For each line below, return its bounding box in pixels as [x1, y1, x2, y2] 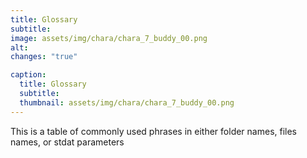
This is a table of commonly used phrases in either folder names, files [10, 125, 298, 137]
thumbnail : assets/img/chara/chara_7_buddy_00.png [19, 97, 235, 108]
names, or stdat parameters [10, 136, 125, 148]
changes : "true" [10, 52, 78, 62]
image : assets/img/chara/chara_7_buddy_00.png [10, 33, 208, 43]
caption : [10, 70, 47, 80]
